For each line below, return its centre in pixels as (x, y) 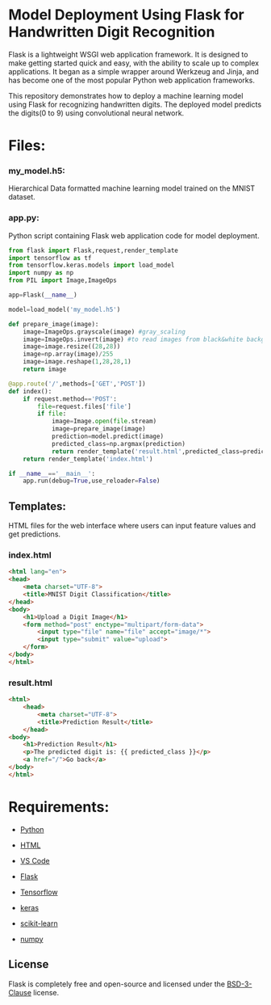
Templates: (37, 506)
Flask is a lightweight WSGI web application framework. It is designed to (128, 54)
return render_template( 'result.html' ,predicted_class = (147, 451)
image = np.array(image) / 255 (68, 354)
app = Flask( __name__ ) (43, 295)
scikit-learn (39, 923)
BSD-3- (240, 984)
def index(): (30, 391)
